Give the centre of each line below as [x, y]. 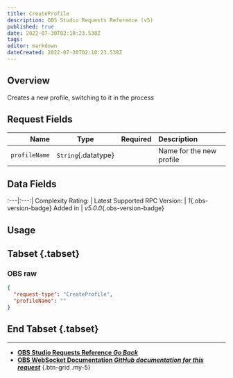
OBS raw [22, 274]
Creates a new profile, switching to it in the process [81, 97]
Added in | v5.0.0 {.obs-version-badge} [109, 208]
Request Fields [40, 119]
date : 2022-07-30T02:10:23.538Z [54, 33]
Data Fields [32, 184]
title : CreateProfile [38, 14]
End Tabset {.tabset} [53, 329]
